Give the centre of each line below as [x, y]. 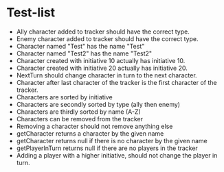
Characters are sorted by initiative [64, 97]
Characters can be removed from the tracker [80, 119]
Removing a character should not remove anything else [94, 126]
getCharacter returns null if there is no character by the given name [112, 140]
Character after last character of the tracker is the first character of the [116, 82]
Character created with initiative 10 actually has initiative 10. [101, 60]
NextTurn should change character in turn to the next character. [107, 75]
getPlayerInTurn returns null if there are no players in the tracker [107, 148]
